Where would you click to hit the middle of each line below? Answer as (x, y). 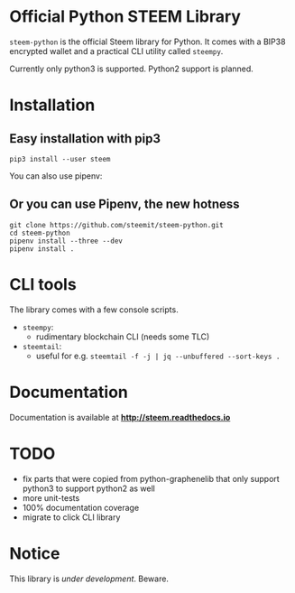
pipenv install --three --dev (66, 241)
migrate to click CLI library (71, 517)
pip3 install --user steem (60, 159)
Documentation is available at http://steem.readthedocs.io (120, 417)
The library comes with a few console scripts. (94, 310)
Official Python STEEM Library (125, 17)
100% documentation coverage (81, 507)
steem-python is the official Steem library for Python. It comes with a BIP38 (147, 42)
